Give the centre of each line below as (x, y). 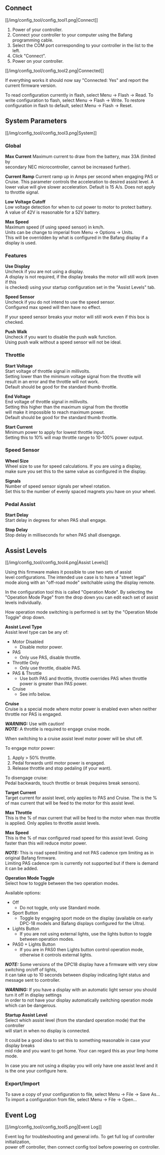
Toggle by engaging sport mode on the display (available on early (86, 918)
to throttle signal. (22, 192)
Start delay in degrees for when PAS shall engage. (56, 520)
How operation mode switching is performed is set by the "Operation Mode (82, 612)
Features (16, 255)
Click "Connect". (29, 56)
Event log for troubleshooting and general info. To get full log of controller (80, 1137)
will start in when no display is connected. (48, 1031)
